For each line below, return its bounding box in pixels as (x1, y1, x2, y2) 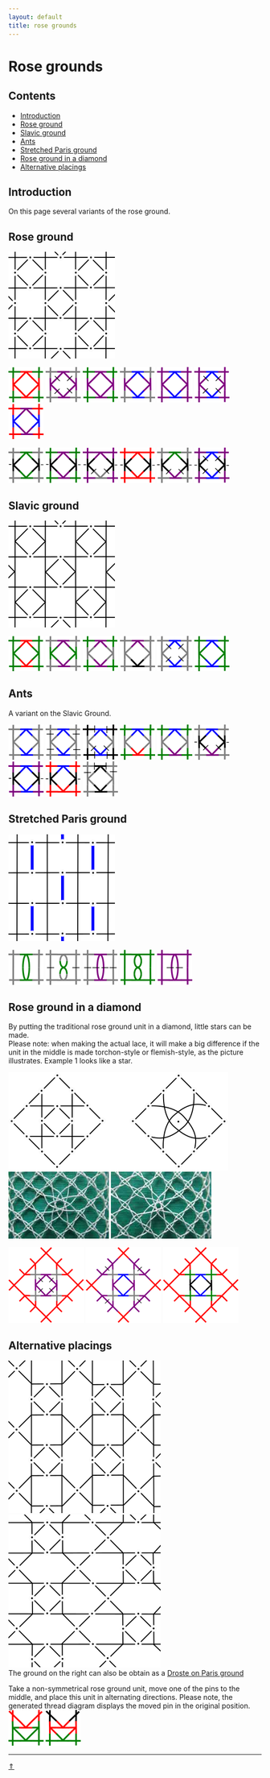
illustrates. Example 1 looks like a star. (8, 1056, 133, 1066)
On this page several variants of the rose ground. (8, 206, 171, 217)
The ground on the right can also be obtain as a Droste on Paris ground (8, 1668, 244, 1678)
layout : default (8, 13, 63, 21)
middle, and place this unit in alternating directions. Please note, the (8, 1693, 233, 1702)
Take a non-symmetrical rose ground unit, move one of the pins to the (8, 1684, 240, 1693)
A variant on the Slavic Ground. (8, 708, 112, 718)
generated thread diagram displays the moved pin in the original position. (8, 1701, 251, 1711)
